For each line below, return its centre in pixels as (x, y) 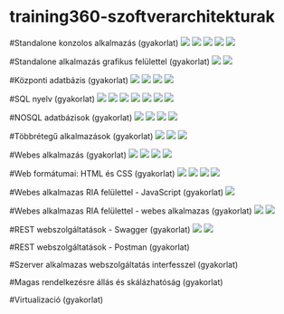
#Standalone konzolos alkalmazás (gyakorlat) (94, 43)
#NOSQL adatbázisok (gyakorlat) (71, 117)
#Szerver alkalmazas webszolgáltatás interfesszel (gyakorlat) (124, 264)
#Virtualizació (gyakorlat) (57, 300)
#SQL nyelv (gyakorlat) (52, 99)
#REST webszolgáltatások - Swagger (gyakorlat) (100, 229)
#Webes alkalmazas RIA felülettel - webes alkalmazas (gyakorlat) (131, 211)
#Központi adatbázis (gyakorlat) (69, 80)
